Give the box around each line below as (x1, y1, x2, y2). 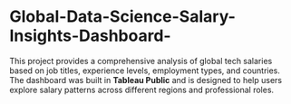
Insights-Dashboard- (9, 25, 171, 46)
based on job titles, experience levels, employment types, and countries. (9, 65, 281, 76)
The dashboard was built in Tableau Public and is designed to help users (9, 74, 283, 85)
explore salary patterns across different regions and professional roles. (9, 84, 275, 95)
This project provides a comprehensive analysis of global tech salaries (9, 55, 273, 66)
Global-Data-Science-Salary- (9, 6, 236, 27)
